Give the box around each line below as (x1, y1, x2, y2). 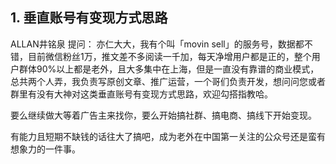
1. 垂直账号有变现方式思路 (10, 9, 168, 27)
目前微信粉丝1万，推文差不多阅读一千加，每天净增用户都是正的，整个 (27, 50, 312, 62)
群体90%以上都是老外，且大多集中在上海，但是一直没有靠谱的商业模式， (18, 63, 320, 75)
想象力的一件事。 (10, 143, 81, 155)
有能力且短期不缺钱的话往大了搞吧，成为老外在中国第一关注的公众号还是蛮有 (10, 130, 326, 142)
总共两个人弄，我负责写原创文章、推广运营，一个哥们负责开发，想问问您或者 (10, 75, 326, 87)
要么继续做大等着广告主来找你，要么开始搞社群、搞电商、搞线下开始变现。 (10, 109, 317, 121)
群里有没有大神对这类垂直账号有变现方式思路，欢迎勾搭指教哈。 (10, 88, 273, 100)
